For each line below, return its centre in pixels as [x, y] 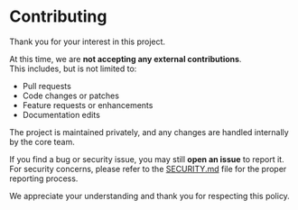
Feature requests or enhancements [88, 105]
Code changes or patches [71, 96]
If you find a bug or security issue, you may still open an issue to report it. [147, 159]
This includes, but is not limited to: [73, 68]
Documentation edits [61, 114]
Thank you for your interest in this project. [87, 41]
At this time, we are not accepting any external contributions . [126, 59]
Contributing [58, 17]
